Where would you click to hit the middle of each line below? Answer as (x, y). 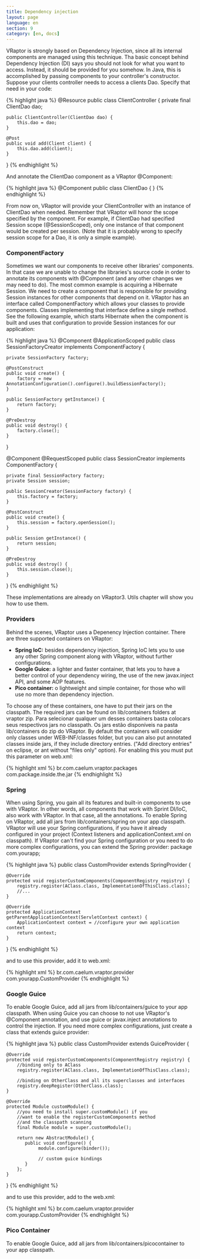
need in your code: (29, 89)
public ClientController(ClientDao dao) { (60, 118)
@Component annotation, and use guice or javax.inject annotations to (92, 1020)
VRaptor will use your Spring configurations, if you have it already (87, 828)
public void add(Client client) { (49, 143)
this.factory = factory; (48, 497)
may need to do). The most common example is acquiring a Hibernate (92, 285)
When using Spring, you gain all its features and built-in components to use (99, 803)
